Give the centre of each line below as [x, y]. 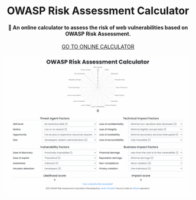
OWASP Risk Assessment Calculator [98, 11]
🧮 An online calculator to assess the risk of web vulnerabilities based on [98, 27]
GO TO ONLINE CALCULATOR [98, 47]
